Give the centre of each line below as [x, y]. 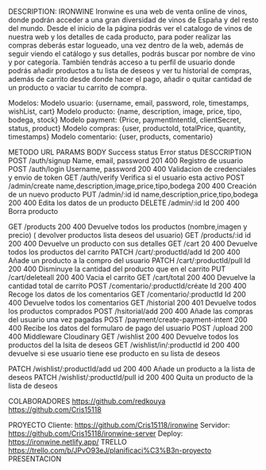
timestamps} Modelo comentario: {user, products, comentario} [111, 137]
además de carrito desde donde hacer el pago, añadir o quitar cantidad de [130, 79]
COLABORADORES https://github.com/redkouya [87, 401]
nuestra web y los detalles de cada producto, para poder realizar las [120, 37]
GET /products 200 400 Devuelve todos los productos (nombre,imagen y [128, 227]
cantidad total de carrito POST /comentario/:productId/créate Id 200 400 [127, 286]
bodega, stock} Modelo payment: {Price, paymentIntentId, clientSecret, [125, 120]
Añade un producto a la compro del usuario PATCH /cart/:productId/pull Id [129, 260]
